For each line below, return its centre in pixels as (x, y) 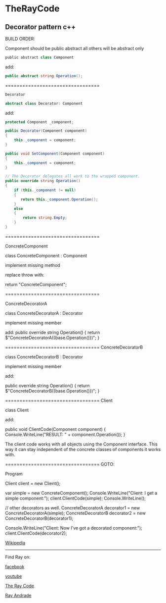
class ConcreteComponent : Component (46, 255)
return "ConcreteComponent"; (36, 284)
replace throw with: (25, 275)
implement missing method (33, 265)
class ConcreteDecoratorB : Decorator (44, 356)
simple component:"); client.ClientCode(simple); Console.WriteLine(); (75, 498)
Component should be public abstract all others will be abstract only (75, 48)
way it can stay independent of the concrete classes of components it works (83, 449)
